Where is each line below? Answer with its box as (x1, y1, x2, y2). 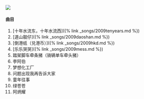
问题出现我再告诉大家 (12, 71, 55, 77)
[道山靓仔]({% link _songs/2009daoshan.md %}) (12, 34, 110, 40)
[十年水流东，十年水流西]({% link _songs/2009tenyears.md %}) (12, 28, 140, 34)
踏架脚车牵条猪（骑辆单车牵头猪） (12, 52, 81, 58)
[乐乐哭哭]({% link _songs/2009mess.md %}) (12, 46, 104, 52)
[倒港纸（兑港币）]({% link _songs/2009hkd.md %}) (12, 40, 115, 46)
